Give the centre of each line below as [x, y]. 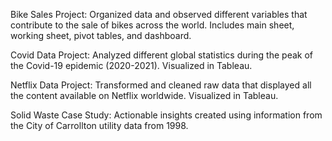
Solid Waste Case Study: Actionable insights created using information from [166, 115]
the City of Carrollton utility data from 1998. [99, 125]
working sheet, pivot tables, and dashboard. [101, 35]
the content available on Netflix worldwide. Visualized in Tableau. [144, 95]
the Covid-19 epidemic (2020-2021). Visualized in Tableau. [131, 65]
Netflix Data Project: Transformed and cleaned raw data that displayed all [161, 85]
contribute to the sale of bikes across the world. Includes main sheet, [152, 25]
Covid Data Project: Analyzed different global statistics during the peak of [161, 55]
